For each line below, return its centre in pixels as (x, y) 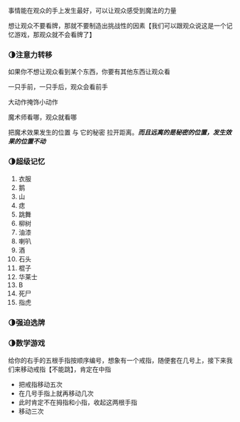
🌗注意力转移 (30, 54)
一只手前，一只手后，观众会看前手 (58, 87)
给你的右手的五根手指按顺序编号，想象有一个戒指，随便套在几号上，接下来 (117, 360)
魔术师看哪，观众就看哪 (42, 117)
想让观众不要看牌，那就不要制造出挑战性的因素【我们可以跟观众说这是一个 (117, 26)
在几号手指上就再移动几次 (56, 393)
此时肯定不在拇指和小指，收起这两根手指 (78, 402)
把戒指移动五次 (40, 384)
